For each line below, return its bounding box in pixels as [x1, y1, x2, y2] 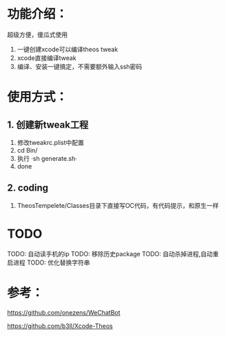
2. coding [7, 182, 49, 194]
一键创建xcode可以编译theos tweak [17, 45, 119, 53]
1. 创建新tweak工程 [7, 119, 89, 131]
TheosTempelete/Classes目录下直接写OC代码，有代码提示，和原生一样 [17, 201, 219, 209]
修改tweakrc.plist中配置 [17, 138, 85, 146]
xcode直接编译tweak [17, 53, 77, 62]
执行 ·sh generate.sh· [17, 154, 78, 162]
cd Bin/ [17, 146, 38, 154]
